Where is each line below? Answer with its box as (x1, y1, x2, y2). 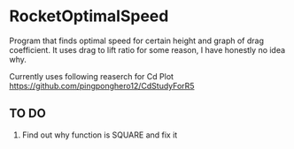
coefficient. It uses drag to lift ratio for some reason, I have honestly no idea (9, 44, 286, 55)
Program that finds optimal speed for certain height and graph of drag (9, 35, 264, 46)
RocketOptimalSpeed (9, 6, 169, 26)
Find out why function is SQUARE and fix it (21, 130, 178, 140)
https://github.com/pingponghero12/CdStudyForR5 (9, 80, 195, 91)
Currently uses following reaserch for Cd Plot (9, 71, 174, 81)
